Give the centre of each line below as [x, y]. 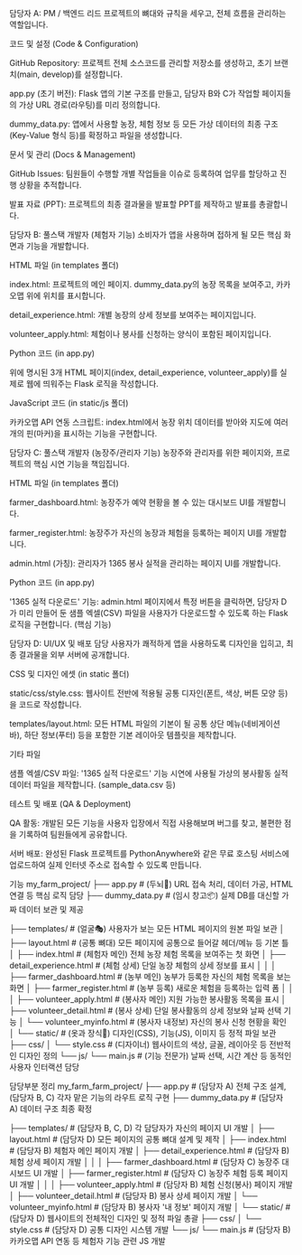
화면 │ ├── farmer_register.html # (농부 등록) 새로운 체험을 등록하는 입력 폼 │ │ [151, 988]
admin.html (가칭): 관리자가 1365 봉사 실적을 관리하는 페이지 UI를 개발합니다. [145, 563]
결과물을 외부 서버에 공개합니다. [74, 655]
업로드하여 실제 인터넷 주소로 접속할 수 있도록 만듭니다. [105, 865]
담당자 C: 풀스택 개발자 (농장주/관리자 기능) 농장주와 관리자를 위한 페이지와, [142, 453]
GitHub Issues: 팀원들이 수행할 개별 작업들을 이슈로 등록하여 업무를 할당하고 [143, 173]
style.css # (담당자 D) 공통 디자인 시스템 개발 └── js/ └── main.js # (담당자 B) [150, 1230]
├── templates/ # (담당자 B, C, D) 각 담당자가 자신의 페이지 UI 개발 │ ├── [142, 1128]
